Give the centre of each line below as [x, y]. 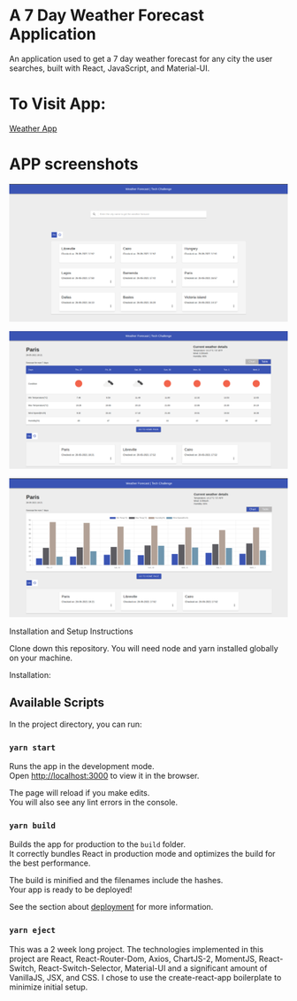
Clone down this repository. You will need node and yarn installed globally [144, 648]
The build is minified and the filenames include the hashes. [116, 881]
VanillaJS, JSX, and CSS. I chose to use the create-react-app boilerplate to [145, 977]
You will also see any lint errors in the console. [94, 803]
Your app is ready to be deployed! [71, 889]
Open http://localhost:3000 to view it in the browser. [104, 776]
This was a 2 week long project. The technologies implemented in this [136, 949]
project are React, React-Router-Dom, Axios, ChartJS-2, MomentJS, [133, 959]
